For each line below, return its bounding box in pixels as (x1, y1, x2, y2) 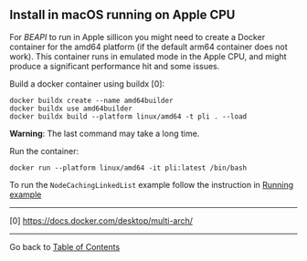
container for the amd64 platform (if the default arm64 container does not (9, 41, 288, 52)
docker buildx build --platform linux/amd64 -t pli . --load (9, 111, 248, 121)
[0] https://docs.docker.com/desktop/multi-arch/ (9, 214, 194, 226)
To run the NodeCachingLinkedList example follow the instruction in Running (9, 179, 294, 190)
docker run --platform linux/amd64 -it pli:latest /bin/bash (9, 163, 248, 172)
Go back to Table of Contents (9, 241, 121, 252)
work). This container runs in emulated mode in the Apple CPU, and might (9, 50, 287, 62)
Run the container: (9, 145, 79, 156)
